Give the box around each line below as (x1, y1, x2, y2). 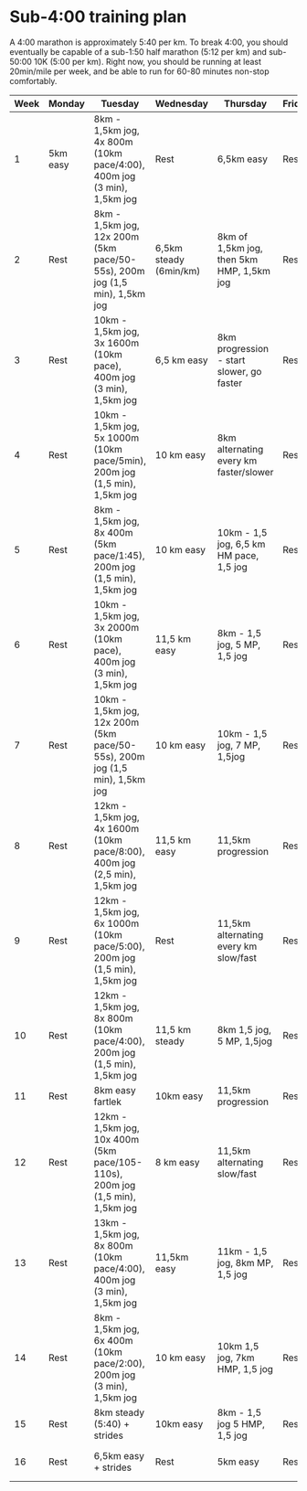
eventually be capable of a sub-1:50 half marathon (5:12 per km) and (9, 46, 268, 57)
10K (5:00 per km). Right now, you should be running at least (33, 56, 262, 67)
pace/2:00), (93, 1357, 145, 1369)
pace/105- (93, 1156, 143, 1168)
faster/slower (217, 465, 274, 478)
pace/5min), (93, 454, 147, 467)
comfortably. (9, 75, 58, 86)
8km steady (93, 1406, 144, 1419)
